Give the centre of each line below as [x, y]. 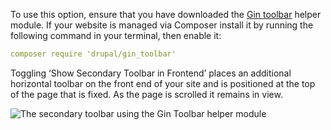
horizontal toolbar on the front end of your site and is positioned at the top [163, 83]
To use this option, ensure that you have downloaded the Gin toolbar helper [166, 14]
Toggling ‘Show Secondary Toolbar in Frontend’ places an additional [151, 73]
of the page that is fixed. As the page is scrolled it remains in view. [146, 94]
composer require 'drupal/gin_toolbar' [93, 54]
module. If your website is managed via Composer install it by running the [162, 25]
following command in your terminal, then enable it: [116, 35]
